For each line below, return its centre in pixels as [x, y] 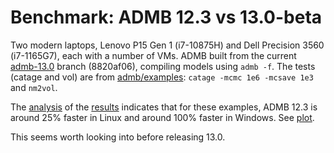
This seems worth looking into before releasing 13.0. [118, 137]
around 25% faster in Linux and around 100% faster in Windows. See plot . [162, 117]
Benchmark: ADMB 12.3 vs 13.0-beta [166, 17]
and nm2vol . [34, 87]
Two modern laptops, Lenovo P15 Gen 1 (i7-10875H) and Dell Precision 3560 [167, 45]
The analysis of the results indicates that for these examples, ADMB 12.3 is [164, 107]
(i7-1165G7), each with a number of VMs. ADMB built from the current [153, 55]
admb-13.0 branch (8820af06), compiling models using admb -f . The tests [163, 66]
